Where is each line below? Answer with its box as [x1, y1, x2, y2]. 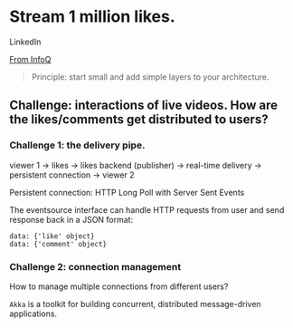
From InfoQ [9, 53, 52, 64]
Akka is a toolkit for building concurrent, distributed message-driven [9, 298, 261, 309]
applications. [9, 308, 57, 319]
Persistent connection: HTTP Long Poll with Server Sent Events [9, 187, 245, 198]
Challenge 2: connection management [9, 260, 182, 273]
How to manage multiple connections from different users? [9, 281, 229, 292]
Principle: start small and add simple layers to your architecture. [31, 71, 269, 82]
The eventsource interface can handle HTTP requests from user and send [9, 204, 285, 215]
